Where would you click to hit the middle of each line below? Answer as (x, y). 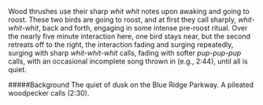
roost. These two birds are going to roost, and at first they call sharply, (122, 20)
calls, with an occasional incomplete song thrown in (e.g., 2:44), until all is (128, 61)
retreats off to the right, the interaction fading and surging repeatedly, (121, 45)
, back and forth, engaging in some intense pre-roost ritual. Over (143, 28)
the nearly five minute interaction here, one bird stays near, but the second (129, 36)
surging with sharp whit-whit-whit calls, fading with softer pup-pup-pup (125, 53)
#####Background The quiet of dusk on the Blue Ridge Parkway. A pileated (131, 85)
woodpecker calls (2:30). (49, 93)
